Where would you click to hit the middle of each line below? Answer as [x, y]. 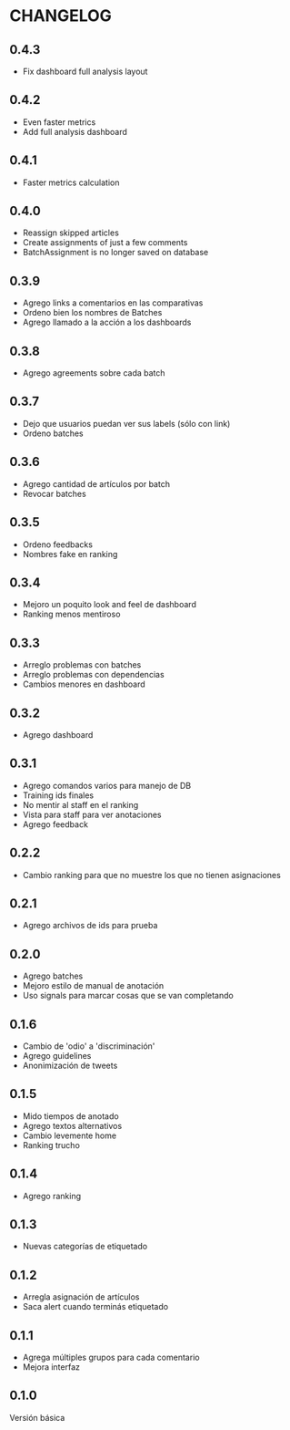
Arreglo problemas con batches [82, 665]
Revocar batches [54, 493]
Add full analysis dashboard [75, 131]
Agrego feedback [55, 824]
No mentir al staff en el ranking [80, 804]
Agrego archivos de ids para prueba [90, 926]
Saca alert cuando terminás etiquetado [95, 1307]
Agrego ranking [52, 1196]
